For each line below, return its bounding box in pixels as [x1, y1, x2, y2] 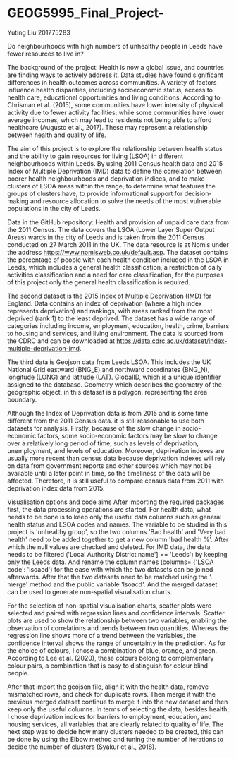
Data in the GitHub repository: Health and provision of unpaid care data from [7, 217, 230, 227]
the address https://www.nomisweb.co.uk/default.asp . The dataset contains [7, 248, 228, 256]
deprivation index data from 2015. [7, 483, 105, 492]
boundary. [7, 395, 37, 404]
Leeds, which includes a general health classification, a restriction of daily [7, 263, 222, 271]
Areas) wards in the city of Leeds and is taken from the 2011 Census [7, 233, 205, 241]
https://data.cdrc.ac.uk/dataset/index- [116, 337, 228, 345]
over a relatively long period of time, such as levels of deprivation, [7, 439, 199, 447]
